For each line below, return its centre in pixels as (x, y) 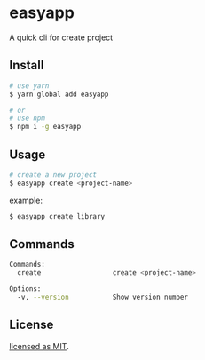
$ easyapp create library (57, 216)
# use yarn (29, 86)
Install (27, 65)
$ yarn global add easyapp (59, 94)
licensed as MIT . (39, 346)
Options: (25, 289)
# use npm (28, 118)
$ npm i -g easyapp (45, 127)
